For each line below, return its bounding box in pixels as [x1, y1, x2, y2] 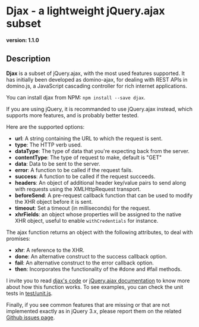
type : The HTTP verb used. [14, 141, 82, 148]
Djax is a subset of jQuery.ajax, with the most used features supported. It [6, 70, 185, 77]
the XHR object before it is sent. [14, 198, 93, 205]
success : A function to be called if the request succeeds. [14, 173, 156, 180]
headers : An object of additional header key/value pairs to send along [14, 179, 186, 186]
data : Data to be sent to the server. [14, 160, 101, 167]
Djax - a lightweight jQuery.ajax [6, 4, 165, 18]
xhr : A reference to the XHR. [14, 246, 85, 254]
